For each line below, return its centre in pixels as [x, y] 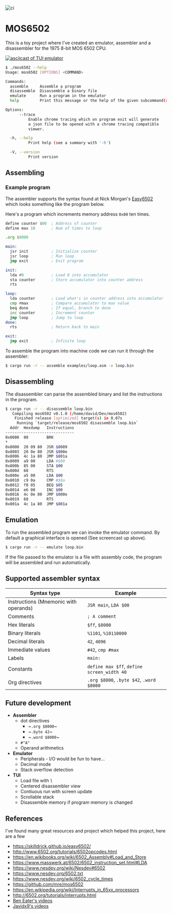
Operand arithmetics [42, 748]
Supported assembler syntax [53, 579]
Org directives [25, 682]
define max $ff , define [115, 666]
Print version [43, 157]
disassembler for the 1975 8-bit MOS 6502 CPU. [56, 48]
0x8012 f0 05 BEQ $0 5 [34, 485]
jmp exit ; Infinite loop [48, 341]
